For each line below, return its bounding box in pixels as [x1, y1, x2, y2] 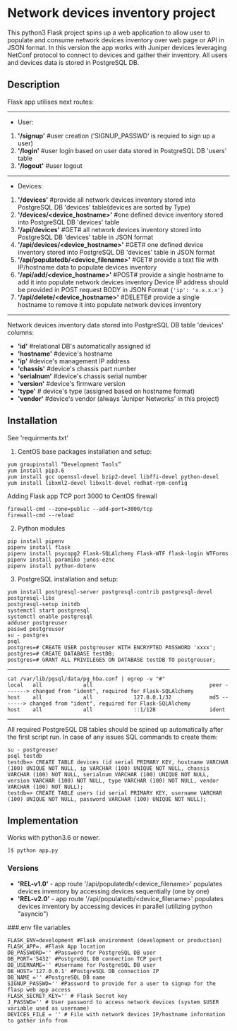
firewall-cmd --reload [7, 512, 74, 519]
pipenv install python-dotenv [7, 562, 97, 569]
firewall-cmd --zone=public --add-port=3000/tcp [7, 505, 153, 512]
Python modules [17, 524, 66, 532]
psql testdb [7, 752, 42, 759]
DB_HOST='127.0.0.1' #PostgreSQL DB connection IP [7, 967, 159, 975]
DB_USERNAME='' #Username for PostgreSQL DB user [7, 961, 157, 968]
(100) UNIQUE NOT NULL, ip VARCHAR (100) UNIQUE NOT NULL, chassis [7, 764, 210, 772]
